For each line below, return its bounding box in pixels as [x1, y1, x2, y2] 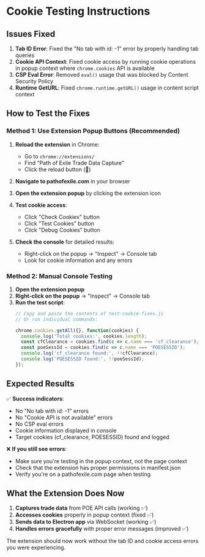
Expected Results [6, 378, 75, 389]
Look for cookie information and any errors [24, 256, 133, 264]
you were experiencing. [6, 544, 66, 551]
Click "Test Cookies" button [24, 220, 95, 227]
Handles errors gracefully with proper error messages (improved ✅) [15, 525, 189, 532]
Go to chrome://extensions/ [24, 152, 95, 160]
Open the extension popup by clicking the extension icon [15, 189, 161, 197]
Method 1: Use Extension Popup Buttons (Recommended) [6, 127, 181, 136]
